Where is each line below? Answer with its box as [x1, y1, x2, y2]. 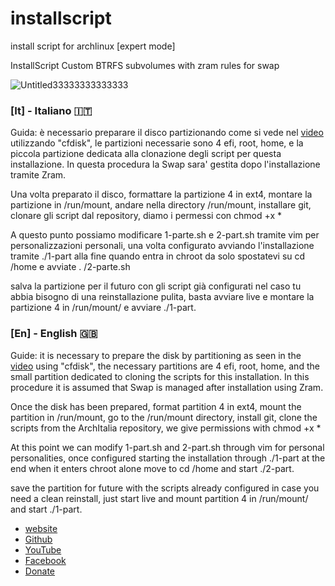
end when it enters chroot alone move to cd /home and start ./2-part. [10, 462, 295, 474]
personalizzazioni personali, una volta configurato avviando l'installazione [10, 240, 315, 252]
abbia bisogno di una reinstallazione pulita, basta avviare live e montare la [10, 291, 315, 303]
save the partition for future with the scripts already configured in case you [10, 482, 320, 494]
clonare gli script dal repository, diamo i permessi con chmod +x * [10, 210, 282, 222]
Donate [24, 565, 56, 577]
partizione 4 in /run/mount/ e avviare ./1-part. [10, 302, 197, 314]
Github [24, 533, 53, 545]
